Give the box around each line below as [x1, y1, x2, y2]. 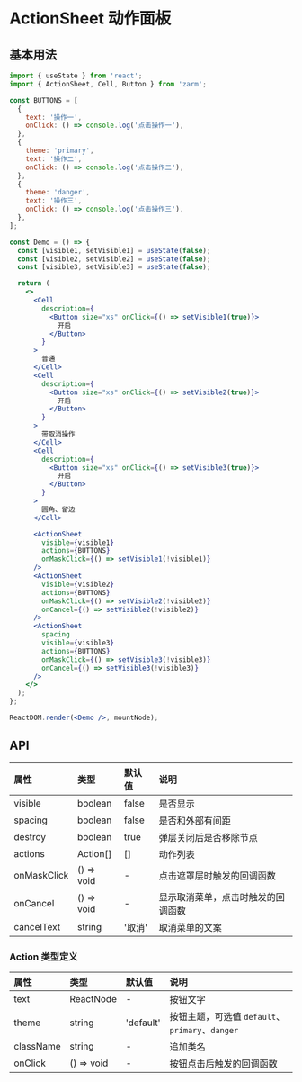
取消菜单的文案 [158, 921, 223, 933]
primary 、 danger [169, 1023, 239, 1036]
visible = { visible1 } [41, 537, 115, 547]
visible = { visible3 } [41, 638, 115, 647]
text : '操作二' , [25, 154, 83, 163]
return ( [17, 279, 50, 288]
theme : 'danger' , [25, 188, 91, 197]
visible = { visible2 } [41, 580, 115, 589]
